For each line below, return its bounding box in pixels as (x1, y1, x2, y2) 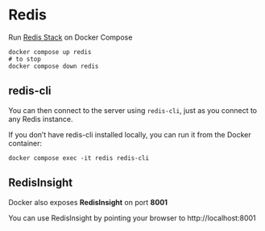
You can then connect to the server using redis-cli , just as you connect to (8, 105, 258, 115)
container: (8, 138, 43, 148)
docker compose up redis (8, 48, 92, 56)
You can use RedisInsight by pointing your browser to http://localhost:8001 (8, 212, 256, 223)
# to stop (8, 55, 42, 63)
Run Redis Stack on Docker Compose (8, 32, 133, 42)
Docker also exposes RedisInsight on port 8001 (8, 197, 168, 207)
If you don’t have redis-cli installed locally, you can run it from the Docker (8, 129, 251, 139)
